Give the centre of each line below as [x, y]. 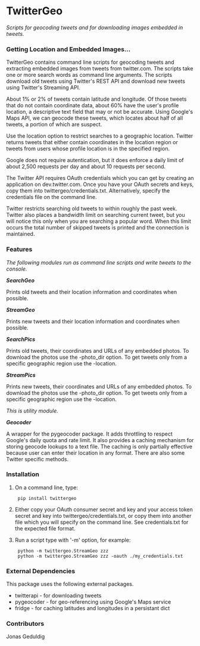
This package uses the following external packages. [70, 584]
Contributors [25, 624]
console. [17, 269]
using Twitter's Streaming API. [43, 88]
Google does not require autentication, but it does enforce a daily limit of [95, 160]
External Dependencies [41, 571]
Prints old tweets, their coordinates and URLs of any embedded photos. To [98, 350]
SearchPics [21, 339]
